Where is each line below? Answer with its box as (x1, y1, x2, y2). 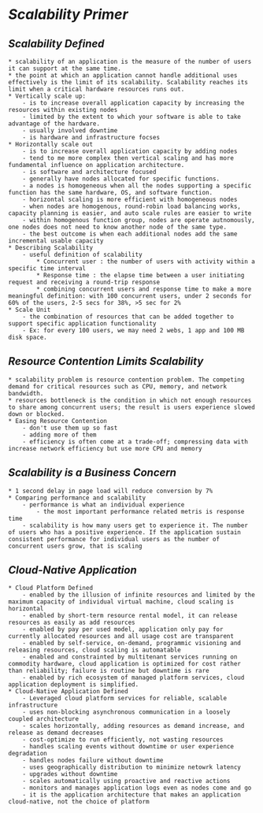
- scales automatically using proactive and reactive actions (22, 778, 231, 785)
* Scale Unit (8, 306, 51, 314)
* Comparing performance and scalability (8, 494, 146, 502)
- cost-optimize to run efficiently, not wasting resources (22, 736, 224, 744)
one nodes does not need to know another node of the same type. (8, 223, 227, 231)
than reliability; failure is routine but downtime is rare (8, 667, 210, 675)
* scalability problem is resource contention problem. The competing (8, 376, 245, 384)
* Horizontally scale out (8, 140, 93, 148)
